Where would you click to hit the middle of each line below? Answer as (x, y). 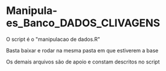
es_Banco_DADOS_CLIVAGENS (83, 23)
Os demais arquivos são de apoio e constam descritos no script (83, 62)
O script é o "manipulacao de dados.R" (53, 39)
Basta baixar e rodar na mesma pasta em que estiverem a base (82, 50)
